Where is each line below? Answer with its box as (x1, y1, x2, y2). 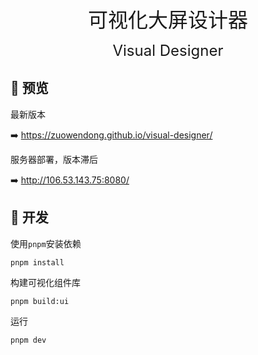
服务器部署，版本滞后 (10, 153, 98, 165)
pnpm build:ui (10, 296, 70, 306)
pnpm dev (10, 335, 47, 345)
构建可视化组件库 (10, 276, 81, 288)
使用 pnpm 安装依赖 (10, 237, 82, 249)
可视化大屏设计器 (87, 7, 248, 33)
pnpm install (10, 257, 65, 268)
